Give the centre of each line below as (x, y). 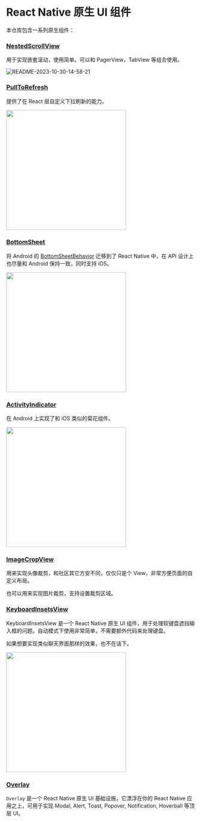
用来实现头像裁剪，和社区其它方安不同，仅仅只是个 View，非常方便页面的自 (100, 573)
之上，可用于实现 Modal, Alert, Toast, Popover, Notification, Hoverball (97, 806)
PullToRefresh (27, 88)
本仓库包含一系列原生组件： (40, 30)
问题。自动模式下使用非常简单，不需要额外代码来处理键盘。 (95, 631)
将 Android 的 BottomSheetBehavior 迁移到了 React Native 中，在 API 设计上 (100, 256)
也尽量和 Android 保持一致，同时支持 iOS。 (59, 263)
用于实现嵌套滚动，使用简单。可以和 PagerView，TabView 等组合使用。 (95, 60)
